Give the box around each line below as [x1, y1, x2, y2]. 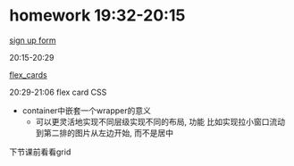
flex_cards [9, 69, 47, 80]
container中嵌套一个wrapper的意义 [21, 104, 152, 116]
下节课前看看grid [9, 146, 71, 157]
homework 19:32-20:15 [9, 5, 186, 26]
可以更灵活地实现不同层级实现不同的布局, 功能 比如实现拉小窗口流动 [35, 116, 286, 127]
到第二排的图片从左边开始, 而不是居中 [35, 127, 174, 138]
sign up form [9, 35, 56, 46]
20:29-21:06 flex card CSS [9, 87, 107, 97]
